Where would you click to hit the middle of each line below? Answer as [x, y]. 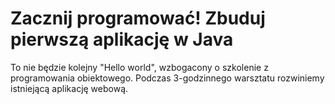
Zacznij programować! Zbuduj [138, 18]
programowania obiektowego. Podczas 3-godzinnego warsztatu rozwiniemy [167, 78]
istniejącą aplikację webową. [69, 88]
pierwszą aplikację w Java [122, 39]
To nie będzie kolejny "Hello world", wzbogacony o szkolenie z [139, 67]
